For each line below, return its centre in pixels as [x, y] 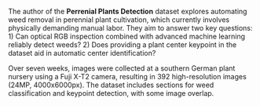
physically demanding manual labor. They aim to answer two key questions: [130, 28]
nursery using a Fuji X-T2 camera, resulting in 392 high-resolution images [128, 77]
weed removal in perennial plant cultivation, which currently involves [119, 20]
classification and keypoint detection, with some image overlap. [111, 93]
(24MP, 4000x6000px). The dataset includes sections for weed [111, 85]
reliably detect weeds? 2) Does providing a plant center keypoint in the [123, 45]
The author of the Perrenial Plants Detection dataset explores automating [128, 11]
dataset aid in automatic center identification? [82, 53]
